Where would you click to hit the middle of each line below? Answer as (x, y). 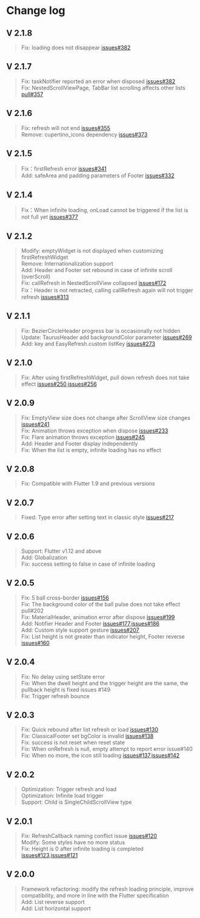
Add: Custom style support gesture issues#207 (80, 630)
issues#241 (35, 424)
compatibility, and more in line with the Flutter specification (95, 895)
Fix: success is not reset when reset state (73, 742)
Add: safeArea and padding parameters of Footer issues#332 (98, 176)
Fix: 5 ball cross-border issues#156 (65, 598)
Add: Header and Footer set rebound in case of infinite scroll (97, 270)
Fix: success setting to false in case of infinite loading (88, 564)
